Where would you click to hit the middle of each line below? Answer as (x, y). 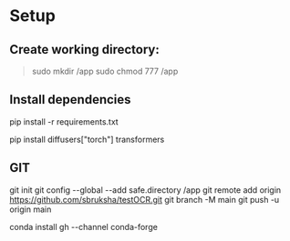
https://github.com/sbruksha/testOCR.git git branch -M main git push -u (145, 199)
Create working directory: (84, 50)
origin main (31, 209)
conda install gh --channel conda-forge (83, 226)
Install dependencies (70, 100)
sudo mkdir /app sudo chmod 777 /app (105, 71)
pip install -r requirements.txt (64, 121)
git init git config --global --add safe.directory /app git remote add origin (145, 190)
